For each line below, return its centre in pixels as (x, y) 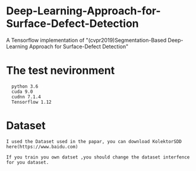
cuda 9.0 (22, 91)
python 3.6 (25, 86)
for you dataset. (28, 162)
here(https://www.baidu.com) (42, 147)
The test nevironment (60, 71)
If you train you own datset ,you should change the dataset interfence (98, 157)
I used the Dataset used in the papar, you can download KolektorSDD (94, 141)
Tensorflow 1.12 (31, 102)
